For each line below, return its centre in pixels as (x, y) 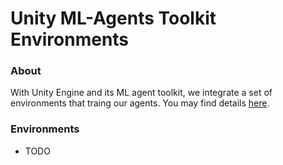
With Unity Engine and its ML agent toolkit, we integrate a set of (141, 93)
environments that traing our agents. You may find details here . (140, 103)
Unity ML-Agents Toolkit (113, 18)
